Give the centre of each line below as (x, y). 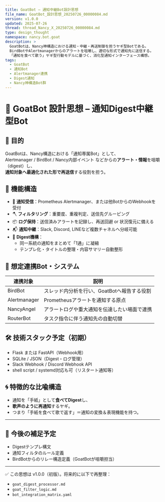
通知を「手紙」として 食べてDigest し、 (51, 400)
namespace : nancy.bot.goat (33, 37)
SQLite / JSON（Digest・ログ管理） (48, 359)
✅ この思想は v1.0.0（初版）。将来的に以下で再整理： (58, 474)
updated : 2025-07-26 (26, 23)
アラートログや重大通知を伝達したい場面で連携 (98, 310)
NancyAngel (22, 309)
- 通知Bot (19, 69)
